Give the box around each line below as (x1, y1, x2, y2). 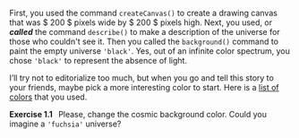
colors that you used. (9, 91, 88, 102)
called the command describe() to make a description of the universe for (9, 27, 280, 37)
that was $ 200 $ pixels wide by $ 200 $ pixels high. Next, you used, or (9, 17, 273, 28)
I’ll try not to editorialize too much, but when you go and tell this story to (9, 73, 275, 83)
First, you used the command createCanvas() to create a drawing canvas (9, 8, 278, 18)
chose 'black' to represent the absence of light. (9, 56, 188, 65)
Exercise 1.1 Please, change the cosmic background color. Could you (9, 109, 267, 119)
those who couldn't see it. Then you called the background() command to (9, 36, 279, 47)
